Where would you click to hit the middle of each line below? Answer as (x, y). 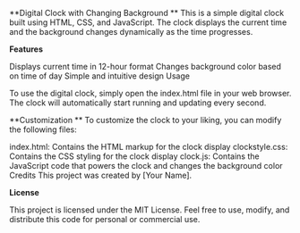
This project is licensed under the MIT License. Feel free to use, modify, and (150, 210)
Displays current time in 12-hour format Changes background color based (146, 67)
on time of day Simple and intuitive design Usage (100, 76)
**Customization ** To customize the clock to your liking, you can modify (146, 120)
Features (26, 49)
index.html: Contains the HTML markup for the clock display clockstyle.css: (149, 147)
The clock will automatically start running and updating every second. (138, 103)
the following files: (43, 129)
